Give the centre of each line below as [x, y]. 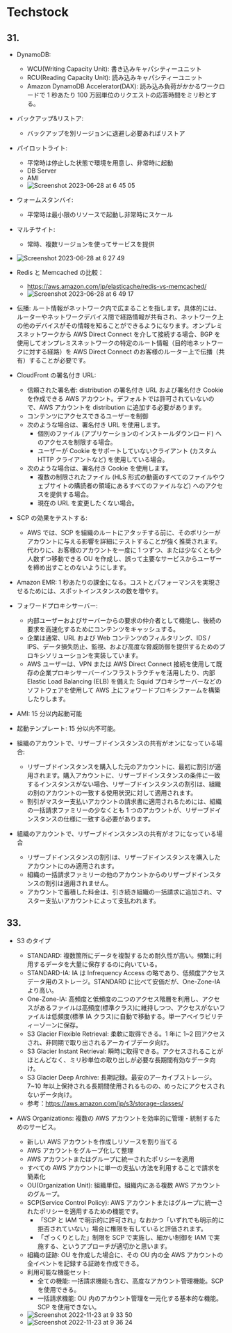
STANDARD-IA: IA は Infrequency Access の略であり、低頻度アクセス [126, 972]
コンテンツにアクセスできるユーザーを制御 [88, 416]
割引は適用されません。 [79, 883]
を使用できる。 [59, 1289]
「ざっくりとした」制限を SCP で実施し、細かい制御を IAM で [126, 1237]
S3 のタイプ [34, 940]
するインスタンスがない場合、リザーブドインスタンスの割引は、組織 [124, 784]
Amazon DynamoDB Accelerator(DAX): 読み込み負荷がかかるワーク [123, 86]
